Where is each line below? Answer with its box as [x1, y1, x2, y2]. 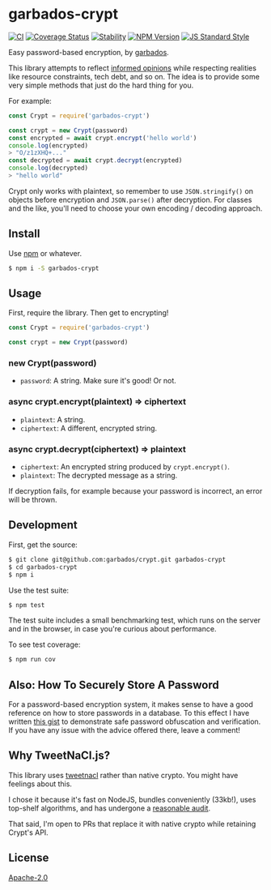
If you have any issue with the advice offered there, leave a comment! [8, 725, 241, 735]
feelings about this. [8, 779, 73, 789]
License [8, 851, 49, 865]
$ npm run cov [8, 656, 57, 664]
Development [8, 518, 78, 532]
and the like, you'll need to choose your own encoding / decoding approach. [8, 203, 263, 213]
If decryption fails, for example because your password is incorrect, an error [8, 486, 263, 496]
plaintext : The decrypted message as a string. [19, 471, 178, 481]
